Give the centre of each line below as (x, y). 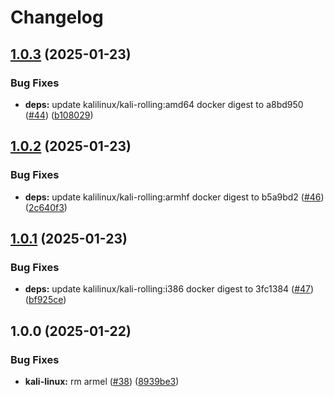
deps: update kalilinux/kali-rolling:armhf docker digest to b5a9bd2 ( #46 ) (174, 197)
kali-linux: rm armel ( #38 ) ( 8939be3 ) (102, 381)
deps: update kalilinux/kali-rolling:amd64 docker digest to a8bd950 (164, 104)
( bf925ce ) (45, 300)
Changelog (57, 17)
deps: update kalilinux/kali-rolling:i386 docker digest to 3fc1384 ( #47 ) (169, 289)
